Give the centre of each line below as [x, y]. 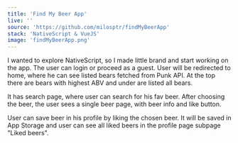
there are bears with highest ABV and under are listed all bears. [100, 83]
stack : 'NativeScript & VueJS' [54, 34]
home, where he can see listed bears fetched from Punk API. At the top [111, 76]
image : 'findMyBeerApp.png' [49, 40]
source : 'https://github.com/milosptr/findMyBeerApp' [89, 27]
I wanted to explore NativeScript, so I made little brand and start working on [118, 60]
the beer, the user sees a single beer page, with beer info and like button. [114, 104]
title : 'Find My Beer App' [47, 14]
